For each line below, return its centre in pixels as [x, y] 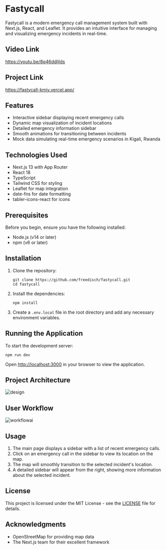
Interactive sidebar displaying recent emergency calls [68, 118]
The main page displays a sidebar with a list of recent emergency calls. [86, 448]
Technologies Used [36, 155]
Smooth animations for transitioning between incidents [69, 134]
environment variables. [36, 317]
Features [19, 105]
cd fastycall [26, 284]
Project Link [24, 78]
